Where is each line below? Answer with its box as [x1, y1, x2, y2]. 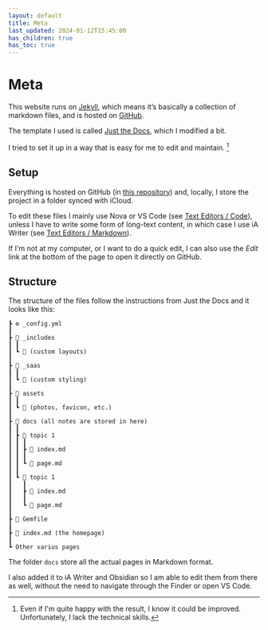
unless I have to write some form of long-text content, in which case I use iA [8, 219, 259, 229]
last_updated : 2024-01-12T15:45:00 [8, 26, 127, 34]
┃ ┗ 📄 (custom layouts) [8, 348, 88, 356]
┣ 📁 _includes [8, 334, 56, 342]
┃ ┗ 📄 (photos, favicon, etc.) [8, 404, 112, 411]
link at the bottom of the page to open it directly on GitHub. [8, 252, 202, 262]
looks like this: [8, 305, 56, 314]
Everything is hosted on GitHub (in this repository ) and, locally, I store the [8, 187, 249, 196]
